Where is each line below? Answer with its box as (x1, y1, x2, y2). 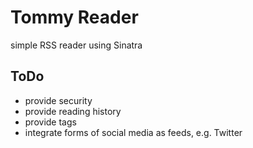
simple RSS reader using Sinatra (10, 39, 143, 51)
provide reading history (24, 105, 122, 117)
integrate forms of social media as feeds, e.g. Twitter (24, 126, 243, 138)
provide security (24, 94, 93, 106)
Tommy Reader (10, 6, 139, 29)
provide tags (24, 116, 77, 128)
